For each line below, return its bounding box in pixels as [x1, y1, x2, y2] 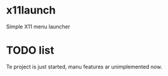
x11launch [6, 4, 56, 17]
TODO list [6, 44, 55, 57]
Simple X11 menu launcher [6, 23, 70, 30]
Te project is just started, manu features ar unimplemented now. [6, 63, 162, 70]
